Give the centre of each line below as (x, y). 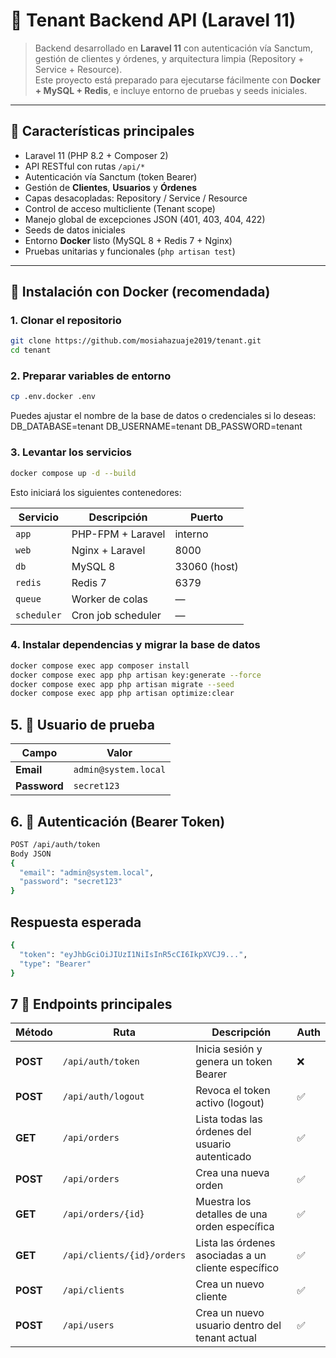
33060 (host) (206, 566)
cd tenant (31, 350)
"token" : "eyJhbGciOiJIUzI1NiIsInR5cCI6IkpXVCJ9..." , (133, 954)
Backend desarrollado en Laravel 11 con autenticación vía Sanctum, (173, 48)
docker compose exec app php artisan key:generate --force (136, 675)
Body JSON (31, 854)
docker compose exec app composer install (100, 665)
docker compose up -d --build (73, 473)
